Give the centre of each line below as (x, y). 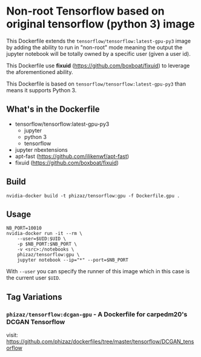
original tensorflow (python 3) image (100, 24)
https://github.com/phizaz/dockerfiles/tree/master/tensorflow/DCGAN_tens (100, 342)
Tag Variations (34, 297)
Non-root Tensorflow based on (85, 11)
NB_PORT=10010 (24, 228)
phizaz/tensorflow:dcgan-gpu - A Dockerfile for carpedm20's (97, 314)
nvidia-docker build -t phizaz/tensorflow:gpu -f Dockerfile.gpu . (93, 195)
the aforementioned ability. (40, 72)
